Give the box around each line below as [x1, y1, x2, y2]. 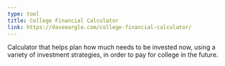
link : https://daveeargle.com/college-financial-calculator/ [7, 23, 192, 31]
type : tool [7, 10, 40, 18]
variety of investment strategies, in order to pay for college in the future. [7, 50, 219, 59]
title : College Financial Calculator [7, 17, 119, 24]
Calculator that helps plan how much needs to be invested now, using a [7, 43, 216, 52]
